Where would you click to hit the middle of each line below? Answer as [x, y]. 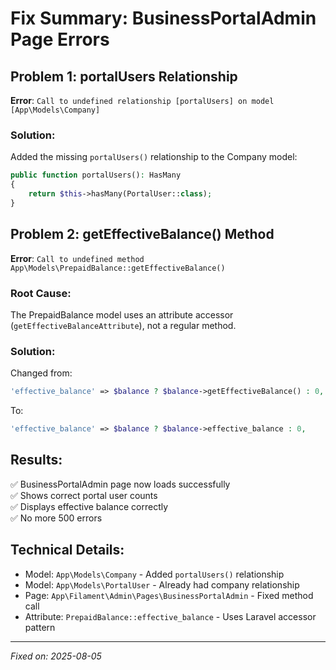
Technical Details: [67, 550]
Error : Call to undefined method [77, 258]
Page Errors [60, 39]
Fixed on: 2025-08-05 [56, 656]
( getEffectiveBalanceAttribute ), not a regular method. [123, 325]
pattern [40, 627]
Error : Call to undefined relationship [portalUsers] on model [142, 100]
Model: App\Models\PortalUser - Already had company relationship [162, 584]
